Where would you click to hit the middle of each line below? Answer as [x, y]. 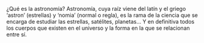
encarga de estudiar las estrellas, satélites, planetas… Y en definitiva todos [100, 21]
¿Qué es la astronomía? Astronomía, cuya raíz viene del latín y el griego [96, 9]
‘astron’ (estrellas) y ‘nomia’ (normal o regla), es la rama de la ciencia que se [102, 15]
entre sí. [16, 35]
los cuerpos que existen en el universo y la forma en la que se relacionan [98, 28]
